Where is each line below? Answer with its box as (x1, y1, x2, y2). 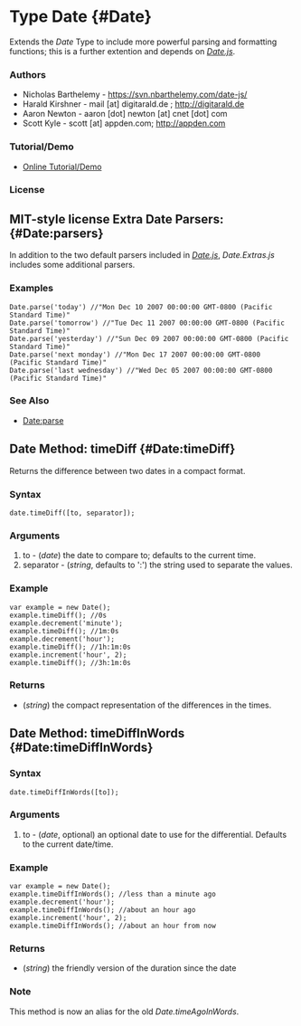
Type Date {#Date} (9, 6, 152, 27)
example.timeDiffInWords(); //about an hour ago (9, 906, 196, 915)
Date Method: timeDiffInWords (9, 726, 185, 741)
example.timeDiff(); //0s (9, 611, 107, 620)
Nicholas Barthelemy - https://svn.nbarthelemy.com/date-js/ (22, 89, 248, 100)
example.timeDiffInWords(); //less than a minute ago (9, 889, 217, 899)
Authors (9, 68, 47, 81)
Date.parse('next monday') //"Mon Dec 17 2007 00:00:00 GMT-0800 (9, 350, 260, 359)
